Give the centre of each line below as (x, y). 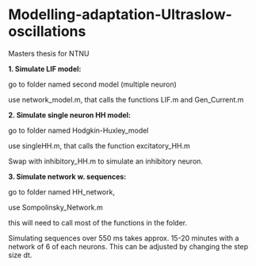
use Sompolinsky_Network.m (55, 207)
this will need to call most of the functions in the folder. (98, 222)
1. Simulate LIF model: (45, 68)
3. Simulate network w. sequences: (67, 176)
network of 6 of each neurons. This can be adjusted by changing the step (128, 246)
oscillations (47, 31)
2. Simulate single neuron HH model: (70, 115)
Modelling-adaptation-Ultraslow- (120, 15)
